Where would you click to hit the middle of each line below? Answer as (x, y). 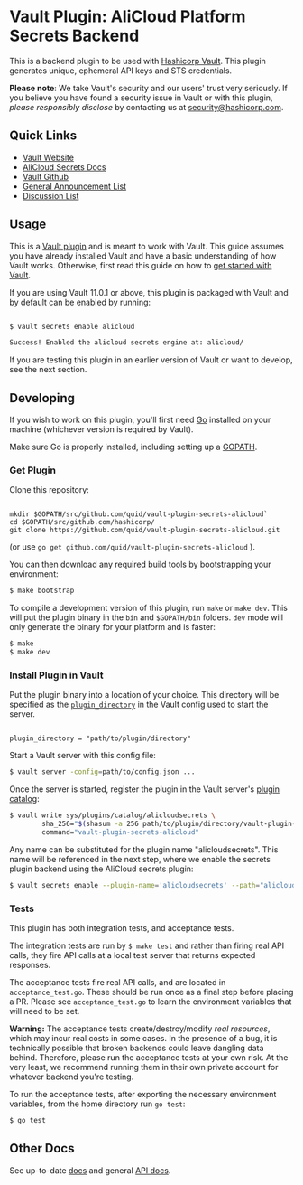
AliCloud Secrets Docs (64, 167)
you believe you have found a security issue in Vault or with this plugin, (141, 98)
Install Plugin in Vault (56, 675)
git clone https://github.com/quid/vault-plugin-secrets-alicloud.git (145, 531)
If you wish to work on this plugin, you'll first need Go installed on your (140, 420)
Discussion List (50, 195)
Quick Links (43, 136)
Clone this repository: (50, 490)
